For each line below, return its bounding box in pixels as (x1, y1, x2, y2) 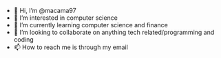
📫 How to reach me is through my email (13, 43, 129, 51)
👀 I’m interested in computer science (13, 14, 118, 22)
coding (13, 35, 34, 44)
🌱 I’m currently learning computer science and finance (13, 21, 169, 29)
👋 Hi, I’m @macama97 (13, 7, 77, 14)
